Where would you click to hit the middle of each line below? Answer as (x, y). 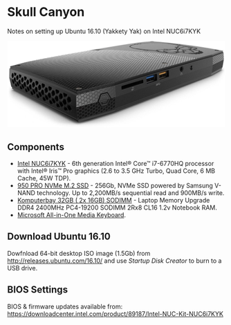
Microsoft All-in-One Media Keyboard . (72, 215)
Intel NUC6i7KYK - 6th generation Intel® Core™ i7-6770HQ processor (115, 164)
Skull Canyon (46, 12)
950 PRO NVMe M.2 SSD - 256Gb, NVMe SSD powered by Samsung (115, 186)
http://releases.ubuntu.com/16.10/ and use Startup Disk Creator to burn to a (114, 261)
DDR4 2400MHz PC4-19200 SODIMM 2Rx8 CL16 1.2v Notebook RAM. (117, 207)
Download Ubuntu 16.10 (59, 237)
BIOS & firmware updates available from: (65, 306)
